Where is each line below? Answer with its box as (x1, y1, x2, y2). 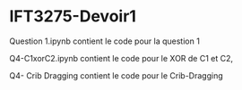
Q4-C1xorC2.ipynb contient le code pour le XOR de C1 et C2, (9, 53, 234, 63)
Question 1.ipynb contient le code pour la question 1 (9, 36, 200, 46)
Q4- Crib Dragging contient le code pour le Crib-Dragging (9, 70, 224, 81)
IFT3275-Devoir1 (9, 6, 137, 27)
